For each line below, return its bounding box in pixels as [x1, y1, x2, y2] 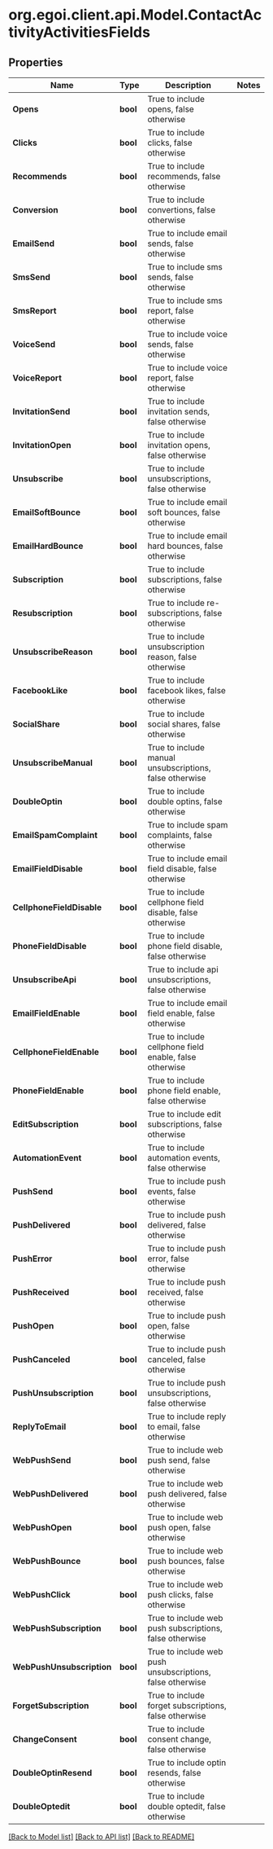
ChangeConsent [12, 1733, 77, 1745]
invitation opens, [147, 440, 211, 450]
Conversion [12, 204, 58, 215]
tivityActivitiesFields [8, 23, 150, 42]
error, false [147, 1253, 189, 1264]
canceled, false [147, 1354, 206, 1365]
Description [165, 80, 211, 90]
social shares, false [147, 718, 221, 730]
